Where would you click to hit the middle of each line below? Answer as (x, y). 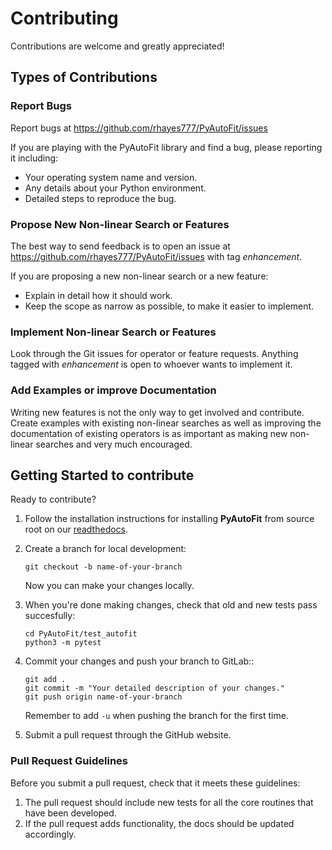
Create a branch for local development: (105, 549)
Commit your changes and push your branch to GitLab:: (139, 661)
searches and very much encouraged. (114, 444)
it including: (34, 158)
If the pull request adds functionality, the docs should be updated (159, 823)
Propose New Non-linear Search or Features (120, 224)
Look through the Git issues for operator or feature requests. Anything (154, 354)
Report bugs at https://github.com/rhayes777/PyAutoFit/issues (139, 128)
